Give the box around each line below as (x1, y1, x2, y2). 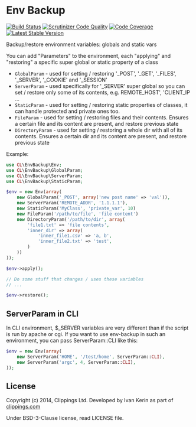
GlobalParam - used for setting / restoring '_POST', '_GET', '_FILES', (14, 70, 177, 77)
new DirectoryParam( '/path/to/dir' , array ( (17, 216, 126, 222)
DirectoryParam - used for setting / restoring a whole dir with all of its (14, 126, 183, 133)
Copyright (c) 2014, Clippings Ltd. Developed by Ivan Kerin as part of (6, 397, 174, 404)
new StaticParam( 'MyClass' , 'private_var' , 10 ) (17, 206, 136, 211)
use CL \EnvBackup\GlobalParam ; (6, 167, 83, 173)
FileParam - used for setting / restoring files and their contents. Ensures (14, 113, 189, 121)
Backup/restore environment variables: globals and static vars (6, 41, 157, 48)
